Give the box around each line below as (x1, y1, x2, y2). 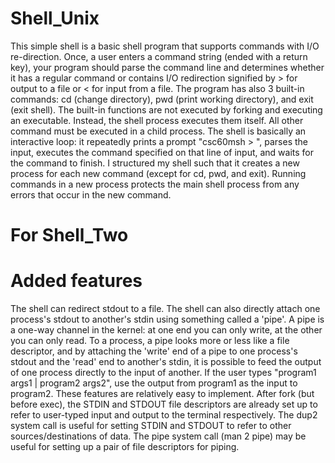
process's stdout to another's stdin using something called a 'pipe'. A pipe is (10, 313, 325, 326)
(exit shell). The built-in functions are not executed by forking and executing (10, 103, 323, 116)
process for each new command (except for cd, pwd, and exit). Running (10, 167, 307, 179)
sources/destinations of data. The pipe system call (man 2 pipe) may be (10, 430, 307, 442)
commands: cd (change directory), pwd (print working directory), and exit (10, 93, 314, 105)
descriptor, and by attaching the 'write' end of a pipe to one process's (10, 345, 298, 357)
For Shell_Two (10, 224, 129, 247)
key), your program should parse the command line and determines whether (10, 61, 325, 73)
